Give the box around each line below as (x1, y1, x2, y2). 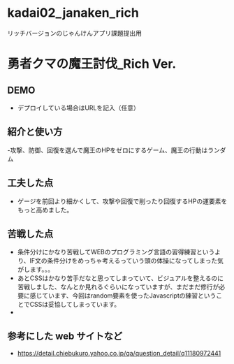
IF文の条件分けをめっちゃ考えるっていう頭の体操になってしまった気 (29, 256, 224, 265)
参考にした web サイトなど (7, 330, 123, 342)
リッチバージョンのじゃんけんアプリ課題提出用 (7, 29, 142, 37)
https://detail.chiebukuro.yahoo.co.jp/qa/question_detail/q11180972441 (17, 349, 221, 358)
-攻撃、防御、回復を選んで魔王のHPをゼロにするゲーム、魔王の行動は (7, 145, 208, 154)
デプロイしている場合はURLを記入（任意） (17, 103, 140, 112)
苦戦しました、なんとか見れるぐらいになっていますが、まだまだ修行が (17, 283, 219, 291)
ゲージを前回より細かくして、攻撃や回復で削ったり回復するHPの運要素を (17, 197, 228, 205)
